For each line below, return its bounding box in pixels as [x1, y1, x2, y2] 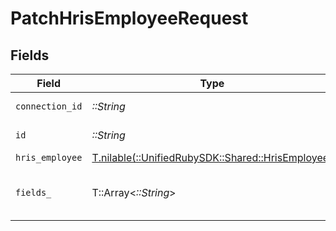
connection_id [15, 101, 83, 112]
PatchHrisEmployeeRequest [10, 7, 249, 30]
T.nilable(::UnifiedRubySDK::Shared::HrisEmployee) [91, 151, 333, 164]
